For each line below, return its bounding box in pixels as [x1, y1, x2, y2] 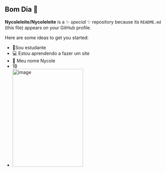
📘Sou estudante [12, 44, 47, 50]
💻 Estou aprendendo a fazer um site [12, 50, 90, 56]
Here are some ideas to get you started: [5, 34, 89, 41]
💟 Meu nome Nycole [12, 58, 56, 64]
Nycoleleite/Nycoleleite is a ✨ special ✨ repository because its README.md [5, 18, 161, 25]
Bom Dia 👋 [5, 5, 38, 14]
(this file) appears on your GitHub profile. [5, 24, 92, 31]
